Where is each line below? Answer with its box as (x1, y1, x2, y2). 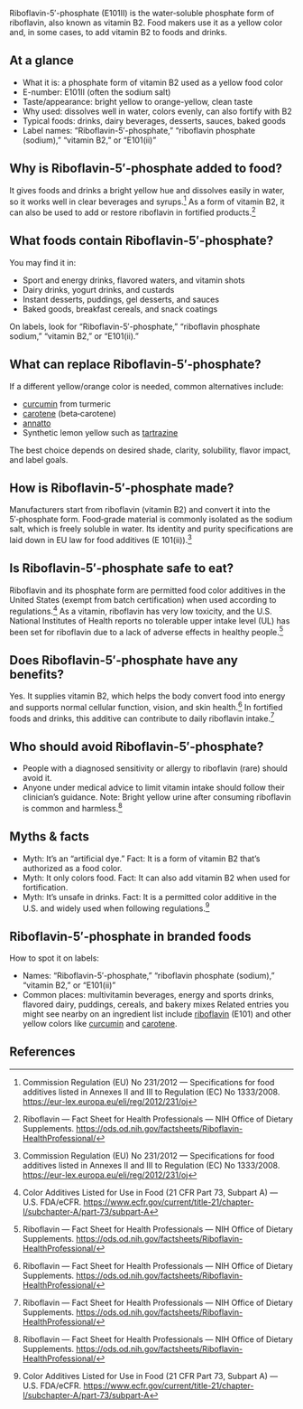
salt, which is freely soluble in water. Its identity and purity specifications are (9, 523, 294, 534)
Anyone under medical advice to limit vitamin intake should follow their (22, 782, 286, 794)
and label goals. (9, 454, 69, 465)
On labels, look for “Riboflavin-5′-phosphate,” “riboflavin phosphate (9, 321, 261, 332)
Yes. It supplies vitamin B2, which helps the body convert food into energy (9, 690, 286, 701)
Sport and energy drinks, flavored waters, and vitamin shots (22, 275, 245, 286)
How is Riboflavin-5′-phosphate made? (9, 480, 234, 495)
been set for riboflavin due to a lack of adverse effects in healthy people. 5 (9, 625, 284, 637)
